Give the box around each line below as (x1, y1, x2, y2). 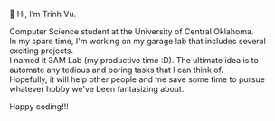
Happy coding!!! (9, 101, 70, 112)
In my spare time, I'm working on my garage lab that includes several (9, 36, 267, 46)
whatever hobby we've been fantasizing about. (9, 84, 185, 94)
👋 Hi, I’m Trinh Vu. (9, 9, 77, 19)
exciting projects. (9, 45, 74, 56)
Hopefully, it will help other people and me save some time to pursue (9, 74, 265, 85)
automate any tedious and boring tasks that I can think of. (9, 64, 224, 75)
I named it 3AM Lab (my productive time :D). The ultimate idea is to (9, 55, 260, 65)
